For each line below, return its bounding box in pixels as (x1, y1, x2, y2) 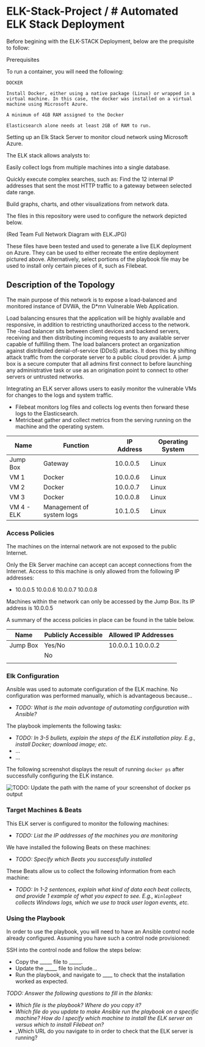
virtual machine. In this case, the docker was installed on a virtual (6, 96, 192, 102)
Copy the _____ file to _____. (15, 958, 84, 966)
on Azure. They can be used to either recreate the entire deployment (6, 249, 179, 256)
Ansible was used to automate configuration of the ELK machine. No (6, 686, 178, 693)
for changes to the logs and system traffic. (6, 391, 113, 399)
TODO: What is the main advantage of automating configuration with (15, 704, 190, 711)
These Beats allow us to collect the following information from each (6, 867, 176, 874)
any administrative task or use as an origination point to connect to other (6, 366, 189, 374)
